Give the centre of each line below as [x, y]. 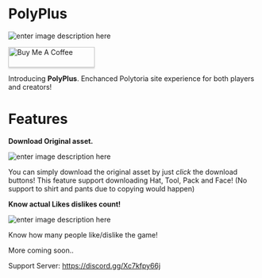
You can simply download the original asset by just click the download [123, 172]
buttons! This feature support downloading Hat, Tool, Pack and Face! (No [128, 180]
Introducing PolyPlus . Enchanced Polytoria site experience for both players [131, 78]
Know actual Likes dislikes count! [65, 204]
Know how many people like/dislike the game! [83, 234]
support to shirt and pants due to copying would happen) [102, 188]
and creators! [30, 87]
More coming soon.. [41, 250]
